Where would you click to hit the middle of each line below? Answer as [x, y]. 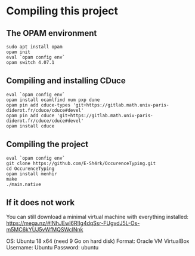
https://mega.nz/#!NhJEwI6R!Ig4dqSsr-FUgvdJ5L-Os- [73, 223]
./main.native [24, 184]
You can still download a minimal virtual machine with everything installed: [97, 217]
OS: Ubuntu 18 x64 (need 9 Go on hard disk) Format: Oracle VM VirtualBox [98, 241]
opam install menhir [32, 174]
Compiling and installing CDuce [66, 81]
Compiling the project [47, 144]
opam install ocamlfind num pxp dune [53, 100]
